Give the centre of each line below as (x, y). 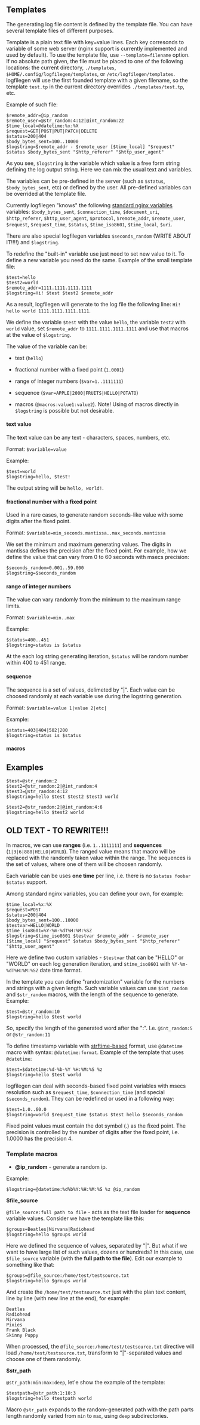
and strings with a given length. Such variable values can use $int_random (97, 988)
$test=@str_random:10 (33, 1012)
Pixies (14, 1325)
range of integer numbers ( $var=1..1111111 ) (69, 381)
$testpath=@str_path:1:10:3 (41, 1393)
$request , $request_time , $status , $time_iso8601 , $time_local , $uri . (89, 224)
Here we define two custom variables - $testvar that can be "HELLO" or (95, 957)
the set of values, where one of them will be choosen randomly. (84, 864)
